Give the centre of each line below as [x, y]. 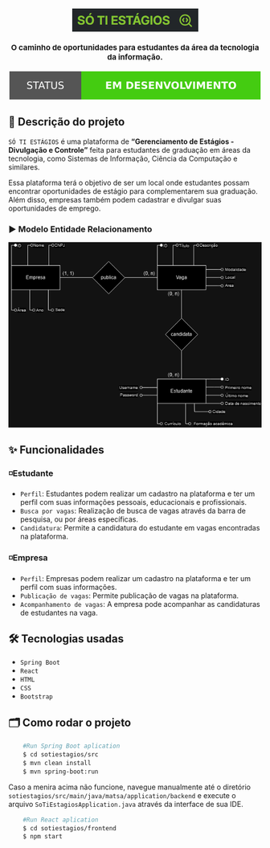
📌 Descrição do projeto [67, 122]
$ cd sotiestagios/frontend [70, 828]
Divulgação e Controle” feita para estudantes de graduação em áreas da [129, 150]
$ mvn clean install [57, 763]
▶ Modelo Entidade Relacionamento [80, 229]
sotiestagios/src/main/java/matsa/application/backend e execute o [122, 795]
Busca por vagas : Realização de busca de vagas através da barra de [133, 511]
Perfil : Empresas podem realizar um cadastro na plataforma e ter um [135, 578]
